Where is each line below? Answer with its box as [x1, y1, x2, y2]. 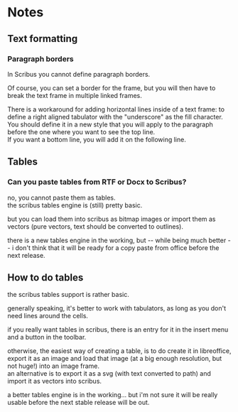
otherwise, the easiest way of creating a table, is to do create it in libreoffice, [7, 347, 232, 355]
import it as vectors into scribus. [7, 377, 102, 386]
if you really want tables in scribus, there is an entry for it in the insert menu [7, 325, 229, 334]
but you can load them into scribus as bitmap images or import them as [7, 215, 216, 223]
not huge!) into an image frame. [7, 362, 100, 370]
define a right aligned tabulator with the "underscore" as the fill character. [7, 112, 224, 121]
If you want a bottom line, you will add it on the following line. [7, 135, 186, 143]
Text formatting [7, 33, 78, 45]
